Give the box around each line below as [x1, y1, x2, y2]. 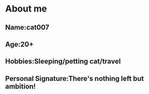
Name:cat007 [5, 23, 49, 32]
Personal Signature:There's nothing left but [5, 74, 144, 83]
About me [5, 3, 47, 15]
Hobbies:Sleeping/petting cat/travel [5, 57, 121, 66]
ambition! [5, 82, 36, 90]
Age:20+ [5, 40, 34, 48]
